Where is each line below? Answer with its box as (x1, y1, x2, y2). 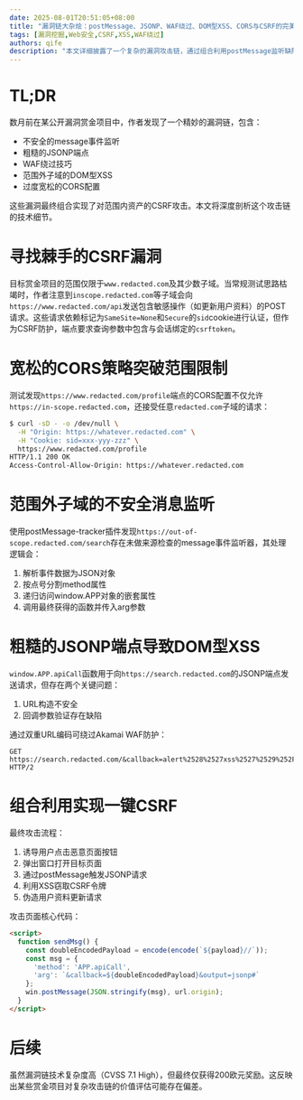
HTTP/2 (9, 763, 34, 772)
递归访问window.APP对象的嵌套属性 (22, 591, 156, 601)
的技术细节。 (9, 211, 57, 222)
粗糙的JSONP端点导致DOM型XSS (9, 637, 261, 657)
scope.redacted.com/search (9, 539, 111, 548)
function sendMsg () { (17, 937, 99, 946)
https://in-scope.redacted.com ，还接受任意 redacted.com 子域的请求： (9, 401, 271, 412)
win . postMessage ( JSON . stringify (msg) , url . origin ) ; (25, 988, 224, 997)
